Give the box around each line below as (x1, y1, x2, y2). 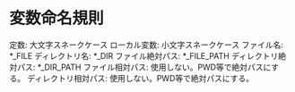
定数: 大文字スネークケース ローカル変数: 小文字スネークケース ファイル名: (9, 39, 284, 50)
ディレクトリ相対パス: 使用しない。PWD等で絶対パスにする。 (26, 72, 254, 83)
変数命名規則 (9, 8, 105, 29)
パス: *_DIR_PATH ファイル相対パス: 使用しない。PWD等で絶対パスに (16, 62, 272, 72)
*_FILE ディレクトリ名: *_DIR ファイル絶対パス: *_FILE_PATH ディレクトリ (9, 50, 279, 61)
